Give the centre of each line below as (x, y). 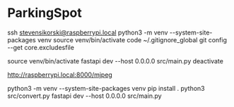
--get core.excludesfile (41, 47)
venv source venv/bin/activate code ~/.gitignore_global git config (133, 39)
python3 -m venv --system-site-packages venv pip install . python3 (106, 88)
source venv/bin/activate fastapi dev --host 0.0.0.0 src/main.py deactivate (116, 61)
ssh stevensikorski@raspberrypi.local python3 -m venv (88, 32)
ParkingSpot (45, 13)
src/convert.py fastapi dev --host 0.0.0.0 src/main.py (84, 96)
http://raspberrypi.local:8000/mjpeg (60, 75)
